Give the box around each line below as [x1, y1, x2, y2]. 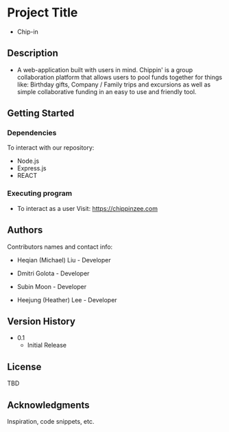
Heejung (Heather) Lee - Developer [16, 295, 118, 304]
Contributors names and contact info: [7, 242, 113, 251]
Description [7, 47, 58, 59]
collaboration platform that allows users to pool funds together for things [16, 73, 223, 81]
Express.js [16, 164, 47, 172]
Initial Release [27, 341, 67, 350]
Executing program [7, 189, 73, 198]
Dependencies [7, 128, 57, 138]
